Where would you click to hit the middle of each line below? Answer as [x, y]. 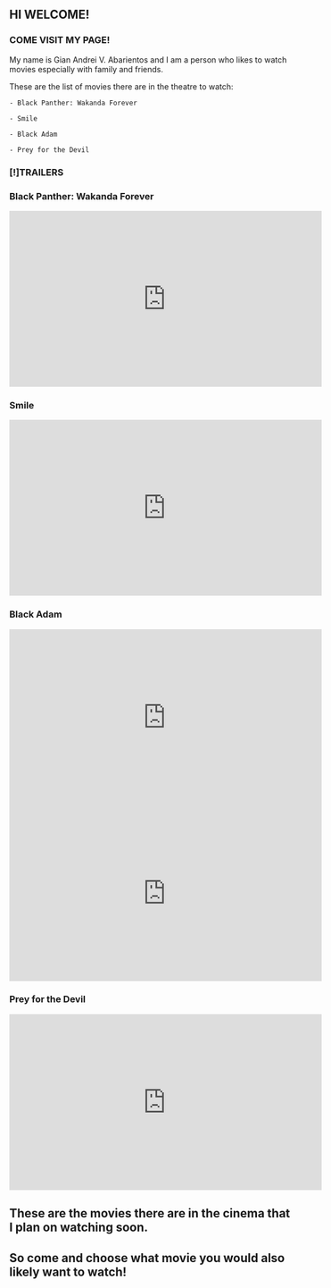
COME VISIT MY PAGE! [60, 40]
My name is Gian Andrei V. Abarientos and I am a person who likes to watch [148, 59]
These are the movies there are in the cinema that [150, 1213]
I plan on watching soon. [79, 1228]
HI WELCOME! [50, 15]
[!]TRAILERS [37, 172]
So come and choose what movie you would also [147, 1258]
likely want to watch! [68, 1271]
